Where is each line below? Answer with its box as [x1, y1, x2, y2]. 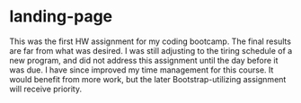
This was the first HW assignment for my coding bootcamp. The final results [9, 36, 292, 47]
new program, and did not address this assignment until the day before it [9, 55, 279, 65]
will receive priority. [9, 83, 83, 94]
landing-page [9, 6, 113, 27]
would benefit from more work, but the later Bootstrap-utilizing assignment [9, 73, 287, 84]
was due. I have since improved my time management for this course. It [9, 64, 274, 75]
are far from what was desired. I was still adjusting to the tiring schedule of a [9, 45, 293, 56]
